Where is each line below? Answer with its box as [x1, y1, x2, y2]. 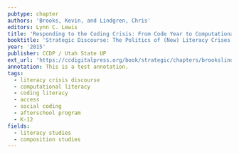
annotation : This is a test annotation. [7, 63, 129, 70]
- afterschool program [14, 109, 81, 116]
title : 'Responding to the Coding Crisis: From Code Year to [7, 30, 193, 38]
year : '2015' [7, 43, 46, 50]
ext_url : [7, 57, 33, 64]
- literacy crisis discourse [14, 76, 100, 84]
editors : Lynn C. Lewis [7, 23, 78, 31]
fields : [7, 122, 31, 130]
